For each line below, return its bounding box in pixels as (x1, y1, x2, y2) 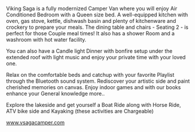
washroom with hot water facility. (6, 36, 87, 43)
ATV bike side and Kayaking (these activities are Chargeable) (6, 108, 154, 114)
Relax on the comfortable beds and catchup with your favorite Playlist (6, 72, 174, 78)
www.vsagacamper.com (6, 119, 65, 126)
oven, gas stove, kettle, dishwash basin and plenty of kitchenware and (6, 18, 176, 24)
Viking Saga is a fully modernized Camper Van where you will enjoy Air (6, 5, 177, 12)
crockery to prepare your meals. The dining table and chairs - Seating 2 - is (6, 23, 189, 31)
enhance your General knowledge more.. (6, 90, 105, 97)
